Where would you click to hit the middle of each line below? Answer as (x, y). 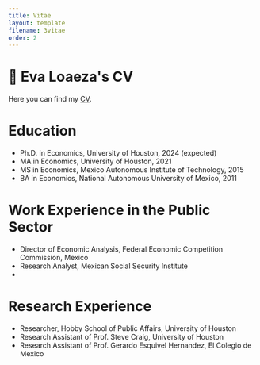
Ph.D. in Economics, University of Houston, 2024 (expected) (118, 153)
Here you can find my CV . (50, 99)
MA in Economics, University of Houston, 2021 (96, 161)
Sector (31, 227)
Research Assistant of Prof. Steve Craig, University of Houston (122, 337)
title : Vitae (30, 15)
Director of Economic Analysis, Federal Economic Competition (121, 249)
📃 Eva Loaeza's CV (71, 77)
